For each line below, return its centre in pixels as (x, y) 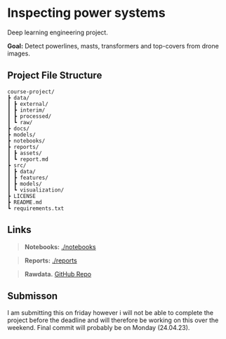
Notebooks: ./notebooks (60, 246)
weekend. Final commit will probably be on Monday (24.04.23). (99, 328)
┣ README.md (25, 202)
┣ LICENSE (22, 196)
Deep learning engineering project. (58, 32)
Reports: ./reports (51, 260)
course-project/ (31, 92)
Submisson (33, 296)
